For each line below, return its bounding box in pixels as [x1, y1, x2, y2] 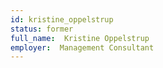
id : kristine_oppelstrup [10, 14, 114, 25]
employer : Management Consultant [10, 42, 155, 53]
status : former [10, 24, 74, 34]
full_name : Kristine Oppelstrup [10, 33, 150, 43]
